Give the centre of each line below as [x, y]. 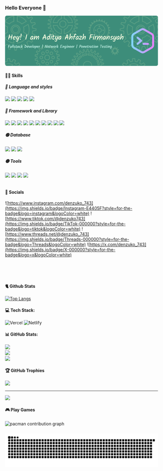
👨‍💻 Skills [14, 75]
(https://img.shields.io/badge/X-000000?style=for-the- [60, 250]
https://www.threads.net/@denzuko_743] [48, 234]
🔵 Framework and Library [31, 111]
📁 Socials [15, 192]
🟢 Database [18, 135]
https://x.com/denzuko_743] [118, 245]
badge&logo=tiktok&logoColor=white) [43, 229]
